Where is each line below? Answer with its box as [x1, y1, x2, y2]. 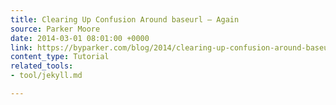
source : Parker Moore [10, 24, 101, 34]
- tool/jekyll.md [10, 71, 83, 81]
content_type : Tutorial [10, 52, 110, 62]
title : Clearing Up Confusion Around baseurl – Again [10, 14, 240, 25]
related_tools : [10, 61, 74, 71]
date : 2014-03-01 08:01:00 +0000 [10, 33, 150, 43]
